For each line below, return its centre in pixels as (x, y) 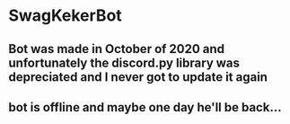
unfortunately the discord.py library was (124, 62)
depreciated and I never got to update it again (138, 77)
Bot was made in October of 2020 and (117, 49)
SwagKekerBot (65, 16)
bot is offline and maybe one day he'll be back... (145, 107)
